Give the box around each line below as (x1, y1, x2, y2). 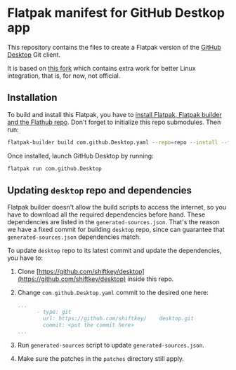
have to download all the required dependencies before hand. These (7, 210, 206, 219)
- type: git (36, 308, 72, 316)
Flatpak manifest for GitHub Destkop (7, 5, 225, 21)
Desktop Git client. (7, 50, 61, 59)
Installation (7, 92, 58, 104)
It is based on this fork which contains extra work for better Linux (7, 64, 196, 72)
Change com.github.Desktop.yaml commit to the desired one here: (17, 289, 209, 297)
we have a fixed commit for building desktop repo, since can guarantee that (7, 226, 225, 234)
